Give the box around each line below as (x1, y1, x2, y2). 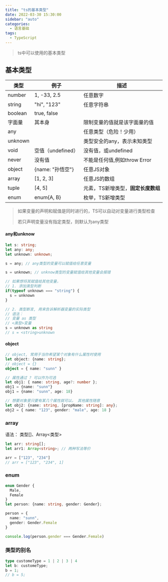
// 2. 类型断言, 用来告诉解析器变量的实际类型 (5, 307, 91, 312)
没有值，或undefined (83, 147, 133, 154)
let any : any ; (5, 247, 35, 252)
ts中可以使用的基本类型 (17, 50, 66, 56)
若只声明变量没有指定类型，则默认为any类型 (17, 218, 109, 224)
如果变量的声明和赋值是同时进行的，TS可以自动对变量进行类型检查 (17, 208, 155, 214)
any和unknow (5, 231, 35, 237)
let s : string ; (5, 242, 37, 248)
